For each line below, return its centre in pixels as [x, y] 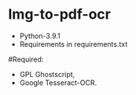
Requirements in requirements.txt [74, 44]
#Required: [26, 59]
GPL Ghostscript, [47, 74]
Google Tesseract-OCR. [58, 83]
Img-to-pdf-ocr [60, 14]
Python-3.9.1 [40, 36]
